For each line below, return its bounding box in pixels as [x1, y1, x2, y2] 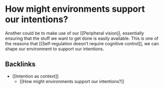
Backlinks [5, 60, 36, 68]
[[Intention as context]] [12, 73, 59, 79]
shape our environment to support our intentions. [5, 46, 104, 52]
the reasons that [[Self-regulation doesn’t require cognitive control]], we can [5, 40, 159, 46]
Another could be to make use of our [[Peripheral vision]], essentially [5, 30, 144, 36]
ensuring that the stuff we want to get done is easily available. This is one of [5, 35, 159, 41]
